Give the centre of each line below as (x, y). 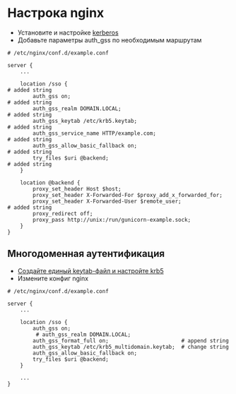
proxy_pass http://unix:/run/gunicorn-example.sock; (112, 220)
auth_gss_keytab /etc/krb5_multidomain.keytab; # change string (131, 347)
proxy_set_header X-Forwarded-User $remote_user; (107, 201)
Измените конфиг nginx (53, 278)
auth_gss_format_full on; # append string (131, 340)
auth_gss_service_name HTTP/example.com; (95, 133)
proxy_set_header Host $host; (77, 189)
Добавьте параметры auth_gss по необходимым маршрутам (110, 40)
